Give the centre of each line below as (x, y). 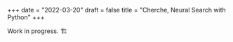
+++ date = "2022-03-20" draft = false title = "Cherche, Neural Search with (116, 10)
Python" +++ (26, 17)
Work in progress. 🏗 (38, 31)
